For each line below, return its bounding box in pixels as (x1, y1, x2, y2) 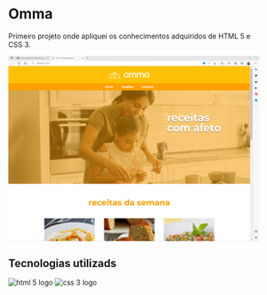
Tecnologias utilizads (8, 257, 117, 270)
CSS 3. (8, 39, 31, 49)
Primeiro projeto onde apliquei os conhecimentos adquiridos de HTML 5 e (8, 31, 251, 41)
